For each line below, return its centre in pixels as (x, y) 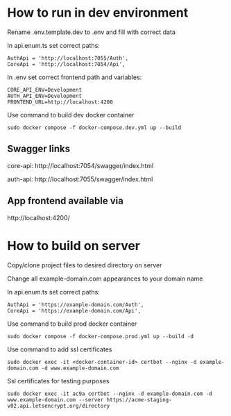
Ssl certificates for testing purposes (58, 381)
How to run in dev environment (98, 13)
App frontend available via (65, 201)
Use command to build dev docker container (71, 115)
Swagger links (39, 149)
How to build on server (74, 246)
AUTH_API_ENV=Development (44, 96)
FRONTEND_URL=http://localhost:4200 (60, 102)
